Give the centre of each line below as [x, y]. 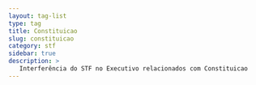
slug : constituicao [41, 38]
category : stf [32, 46]
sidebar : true [32, 53]
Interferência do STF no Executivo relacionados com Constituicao [134, 69]
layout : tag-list [38, 16]
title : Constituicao [43, 31]
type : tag [25, 23]
